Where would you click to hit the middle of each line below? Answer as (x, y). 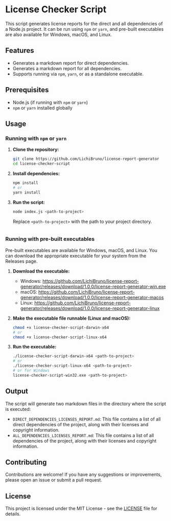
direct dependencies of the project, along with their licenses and (81, 424)
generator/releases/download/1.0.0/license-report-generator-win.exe (93, 286)
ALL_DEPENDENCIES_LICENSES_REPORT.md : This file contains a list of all (83, 435)
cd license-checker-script (41, 164)
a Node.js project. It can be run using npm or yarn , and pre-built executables (84, 29)
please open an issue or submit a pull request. (54, 480)
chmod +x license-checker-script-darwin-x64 (61, 327)
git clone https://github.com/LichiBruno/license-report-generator (86, 159)
